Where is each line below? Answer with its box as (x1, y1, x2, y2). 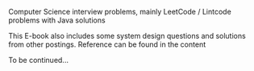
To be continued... (8, 56, 69, 65)
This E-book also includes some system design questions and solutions (8, 31, 246, 40)
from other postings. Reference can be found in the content (8, 40, 206, 49)
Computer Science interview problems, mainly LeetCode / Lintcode (8, 7, 231, 16)
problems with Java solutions (8, 15, 106, 25)
